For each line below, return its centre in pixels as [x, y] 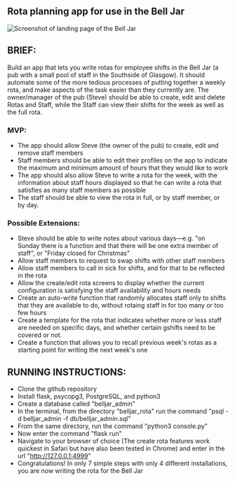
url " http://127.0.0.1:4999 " [54, 456]
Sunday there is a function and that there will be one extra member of [118, 246]
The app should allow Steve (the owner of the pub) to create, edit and [118, 145]
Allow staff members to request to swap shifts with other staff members [121, 261]
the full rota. [25, 112]
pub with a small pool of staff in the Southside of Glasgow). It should [106, 75]
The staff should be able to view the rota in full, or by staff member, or [119, 197]
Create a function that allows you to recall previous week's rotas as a [117, 343]
